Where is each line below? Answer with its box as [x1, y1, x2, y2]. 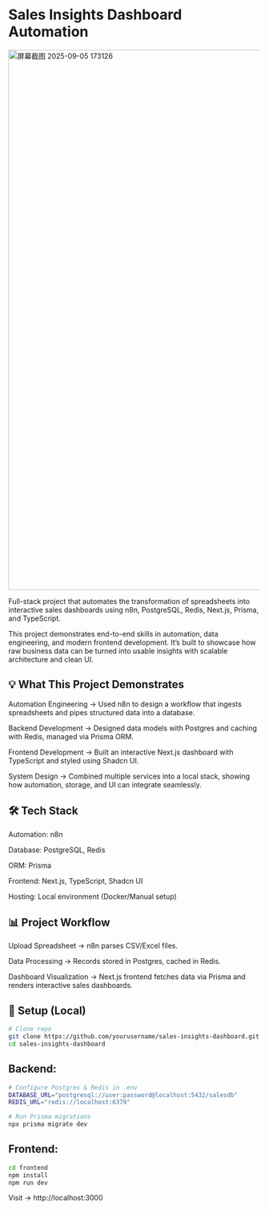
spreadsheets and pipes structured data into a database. [8, 707, 195, 717]
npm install [8, 1171, 48, 1180]
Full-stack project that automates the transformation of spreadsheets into [8, 596, 251, 606]
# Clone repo [8, 1025, 52, 1034]
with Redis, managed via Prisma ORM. [8, 731, 134, 741]
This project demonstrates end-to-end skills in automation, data [8, 629, 219, 638]
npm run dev [8, 1179, 48, 1187]
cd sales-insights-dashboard [8, 1040, 106, 1048]
